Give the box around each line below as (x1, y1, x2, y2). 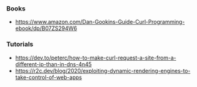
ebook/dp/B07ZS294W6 (15, 25, 78, 32)
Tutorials (6, 40, 34, 48)
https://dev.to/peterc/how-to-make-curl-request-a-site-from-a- (15, 54, 176, 61)
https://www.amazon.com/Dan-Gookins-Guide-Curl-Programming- (15, 18, 185, 26)
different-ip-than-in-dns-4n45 (15, 60, 92, 68)
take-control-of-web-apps (15, 74, 83, 81)
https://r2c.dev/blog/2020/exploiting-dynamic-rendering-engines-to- (15, 67, 191, 74)
